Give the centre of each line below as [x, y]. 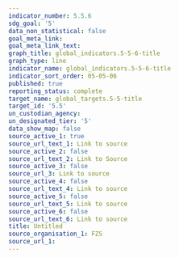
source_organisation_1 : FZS [56, 234]
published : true [35, 83]
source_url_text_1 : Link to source [68, 144]
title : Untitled [35, 226]
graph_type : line [37, 61]
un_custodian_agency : [45, 114]
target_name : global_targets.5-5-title [75, 99]
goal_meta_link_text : [45, 46]
